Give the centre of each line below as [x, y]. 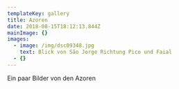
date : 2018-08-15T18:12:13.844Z [54, 26]
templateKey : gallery [39, 13]
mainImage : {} [28, 33]
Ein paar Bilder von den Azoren [51, 78]
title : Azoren [28, 20]
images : [18, 39]
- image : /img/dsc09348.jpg [54, 46]
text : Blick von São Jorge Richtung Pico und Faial [96, 52]
